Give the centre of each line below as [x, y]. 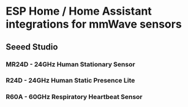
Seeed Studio [32, 47]
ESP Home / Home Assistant [79, 11]
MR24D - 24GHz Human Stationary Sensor [70, 64]
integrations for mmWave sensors [94, 24]
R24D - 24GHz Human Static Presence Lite [70, 81]
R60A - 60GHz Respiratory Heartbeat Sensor [74, 97]
